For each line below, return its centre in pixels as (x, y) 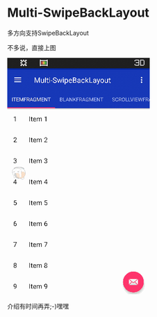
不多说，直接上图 (32, 47)
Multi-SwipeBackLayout (78, 13)
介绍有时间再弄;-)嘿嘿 (38, 306)
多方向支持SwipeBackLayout (48, 33)
